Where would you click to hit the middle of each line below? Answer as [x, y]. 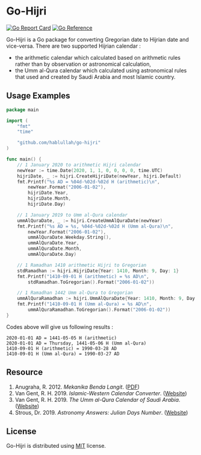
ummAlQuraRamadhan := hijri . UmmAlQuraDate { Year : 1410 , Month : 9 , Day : [107, 299]
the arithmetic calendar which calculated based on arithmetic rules [98, 57]
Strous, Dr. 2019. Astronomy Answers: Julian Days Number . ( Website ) [101, 412]
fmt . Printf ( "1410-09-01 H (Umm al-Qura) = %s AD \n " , [85, 304]
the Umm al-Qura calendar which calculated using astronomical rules [101, 70]
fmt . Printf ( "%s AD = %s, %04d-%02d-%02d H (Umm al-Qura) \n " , [95, 226]
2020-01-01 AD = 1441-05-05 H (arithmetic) [62, 338]
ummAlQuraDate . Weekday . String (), [70, 237]
